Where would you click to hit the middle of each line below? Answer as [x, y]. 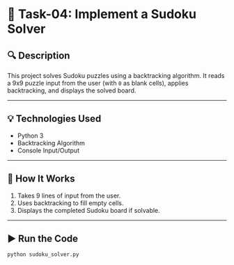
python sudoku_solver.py [43, 255]
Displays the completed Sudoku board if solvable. [88, 210]
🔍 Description [39, 55]
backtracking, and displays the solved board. [72, 90]
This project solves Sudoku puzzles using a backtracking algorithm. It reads [116, 75]
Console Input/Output [48, 150]
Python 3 [30, 136]
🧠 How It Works [41, 179]
